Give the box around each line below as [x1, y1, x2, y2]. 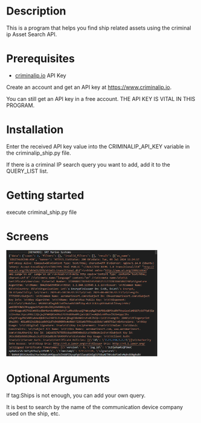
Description [6, 4, 66, 18]
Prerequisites [6, 52, 75, 66]
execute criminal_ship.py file [6, 208, 77, 216]
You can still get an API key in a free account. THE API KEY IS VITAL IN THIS [6, 95, 196, 102]
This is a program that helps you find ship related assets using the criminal [6, 24, 191, 31]
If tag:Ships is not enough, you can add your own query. [6, 392, 146, 399]
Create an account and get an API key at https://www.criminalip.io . [6, 83, 172, 91]
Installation [6, 123, 64, 137]
